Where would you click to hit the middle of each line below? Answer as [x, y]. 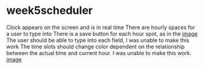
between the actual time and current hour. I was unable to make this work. [99, 53]
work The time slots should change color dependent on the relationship [96, 47]
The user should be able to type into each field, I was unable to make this [98, 40]
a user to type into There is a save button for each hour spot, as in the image [102, 33]
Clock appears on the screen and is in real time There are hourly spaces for [101, 27]
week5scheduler [49, 11]
